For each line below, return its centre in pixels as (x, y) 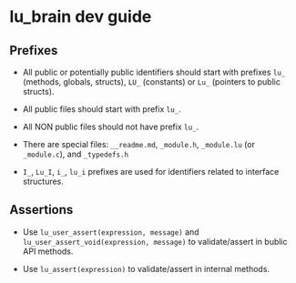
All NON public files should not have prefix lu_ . (111, 126)
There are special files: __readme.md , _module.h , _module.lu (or (138, 144)
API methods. (48, 251)
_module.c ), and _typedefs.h (76, 154)
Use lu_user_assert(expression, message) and (111, 232)
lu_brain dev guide (81, 17)
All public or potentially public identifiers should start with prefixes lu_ (154, 72)
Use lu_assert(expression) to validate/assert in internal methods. (146, 268)
